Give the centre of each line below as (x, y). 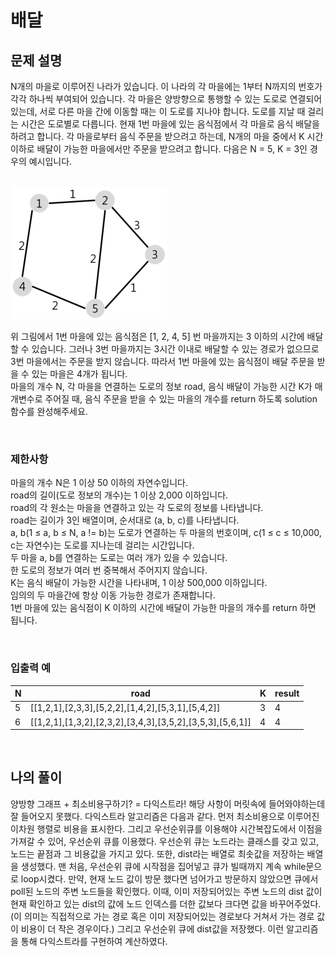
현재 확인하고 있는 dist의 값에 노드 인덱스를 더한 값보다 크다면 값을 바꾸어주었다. (166, 903)
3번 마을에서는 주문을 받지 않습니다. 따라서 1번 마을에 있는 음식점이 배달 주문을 (162, 361)
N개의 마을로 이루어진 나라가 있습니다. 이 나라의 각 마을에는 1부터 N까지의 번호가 (166, 86)
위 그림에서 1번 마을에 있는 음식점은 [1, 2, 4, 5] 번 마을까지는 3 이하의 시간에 (157, 336)
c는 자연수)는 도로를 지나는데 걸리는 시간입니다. (102, 545)
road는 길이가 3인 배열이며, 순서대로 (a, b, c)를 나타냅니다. (125, 520)
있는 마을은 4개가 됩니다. (79, 374)
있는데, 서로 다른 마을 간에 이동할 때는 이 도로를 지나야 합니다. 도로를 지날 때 (158, 111)
